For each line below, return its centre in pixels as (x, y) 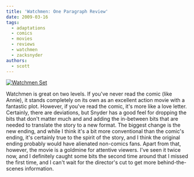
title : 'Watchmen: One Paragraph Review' (57, 11)
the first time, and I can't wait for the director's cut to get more (81, 162)
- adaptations (28, 28)
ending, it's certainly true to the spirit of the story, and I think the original (93, 138)
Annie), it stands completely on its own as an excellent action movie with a (96, 100)
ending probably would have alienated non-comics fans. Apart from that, (93, 144)
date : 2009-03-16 (27, 17)
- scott (21, 66)
